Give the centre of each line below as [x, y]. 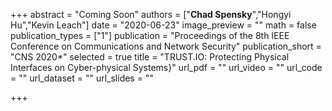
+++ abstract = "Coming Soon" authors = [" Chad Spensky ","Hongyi [151, 14]
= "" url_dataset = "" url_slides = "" [82, 78]
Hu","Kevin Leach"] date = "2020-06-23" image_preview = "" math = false [163, 25]
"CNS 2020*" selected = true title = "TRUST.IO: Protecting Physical [150, 57]
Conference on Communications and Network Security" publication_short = [166, 46]
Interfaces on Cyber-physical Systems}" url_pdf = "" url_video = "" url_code [166, 67]
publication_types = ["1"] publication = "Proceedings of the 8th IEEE [150, 35]
